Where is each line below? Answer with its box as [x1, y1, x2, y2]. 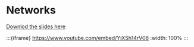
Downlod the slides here [6, 23, 66, 30]
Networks [6, 4, 57, 17]
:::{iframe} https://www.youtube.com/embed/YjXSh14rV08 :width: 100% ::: [6, 34, 189, 41]
